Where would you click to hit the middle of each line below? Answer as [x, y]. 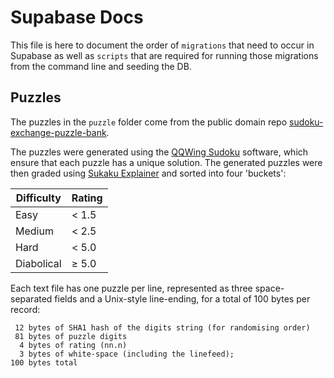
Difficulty [38, 198]
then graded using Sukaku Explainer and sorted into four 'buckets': [148, 173]
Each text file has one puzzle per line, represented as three [131, 288]
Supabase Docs [77, 17]
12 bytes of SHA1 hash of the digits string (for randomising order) [162, 327]
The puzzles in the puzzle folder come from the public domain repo [149, 122]
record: [25, 309]
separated [31, 298]
